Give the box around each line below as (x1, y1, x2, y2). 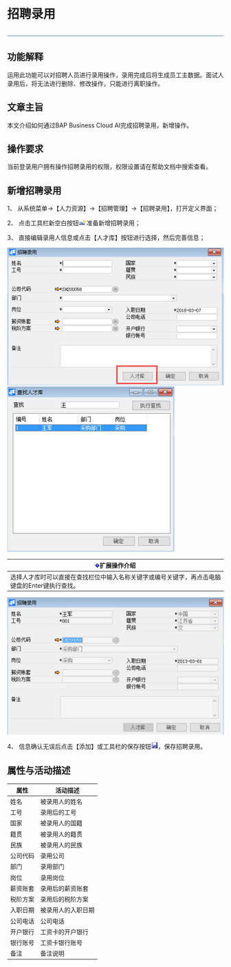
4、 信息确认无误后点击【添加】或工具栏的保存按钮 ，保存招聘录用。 (7, 743, 206, 751)
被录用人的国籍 (40, 819, 82, 827)
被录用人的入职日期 (40, 906, 95, 914)
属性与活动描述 (7, 765, 71, 776)
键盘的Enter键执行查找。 (10, 581, 80, 589)
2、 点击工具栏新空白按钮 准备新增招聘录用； (7, 219, 141, 227)
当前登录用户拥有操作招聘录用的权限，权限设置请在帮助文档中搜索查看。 (7, 162, 212, 171)
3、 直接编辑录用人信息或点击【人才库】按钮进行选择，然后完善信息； (7, 233, 206, 242)
